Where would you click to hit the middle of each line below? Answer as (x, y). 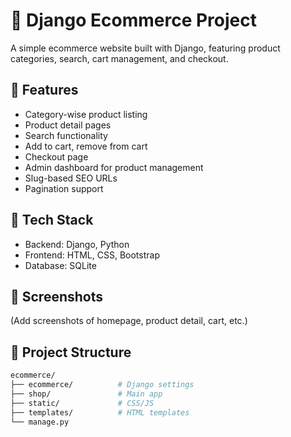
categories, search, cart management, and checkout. (119, 58)
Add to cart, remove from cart (86, 146)
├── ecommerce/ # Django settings (102, 385)
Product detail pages (68, 125)
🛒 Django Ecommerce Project (133, 20)
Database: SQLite (60, 265)
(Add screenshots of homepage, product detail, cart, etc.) (129, 321)
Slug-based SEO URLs (71, 178)
